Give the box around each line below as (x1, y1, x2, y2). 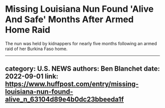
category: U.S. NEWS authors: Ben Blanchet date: (5, 65, 160, 73)
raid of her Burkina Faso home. (5, 46, 68, 52)
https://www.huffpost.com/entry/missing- (5, 80, 139, 88)
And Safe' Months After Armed (5, 14, 134, 25)
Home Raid (5, 25, 51, 35)
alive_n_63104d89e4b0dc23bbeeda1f (5, 95, 124, 104)
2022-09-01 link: (5, 72, 59, 81)
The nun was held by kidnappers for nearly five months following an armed (5, 40, 157, 46)
